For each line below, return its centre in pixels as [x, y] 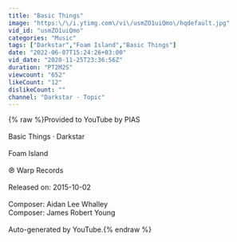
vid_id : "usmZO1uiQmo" [46, 30]
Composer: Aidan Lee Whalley [58, 205]
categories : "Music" [43, 38]
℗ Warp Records [36, 170]
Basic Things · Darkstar [47, 137]
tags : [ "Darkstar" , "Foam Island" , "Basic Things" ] [93, 45]
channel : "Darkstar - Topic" [57, 97]
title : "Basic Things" [46, 16]
